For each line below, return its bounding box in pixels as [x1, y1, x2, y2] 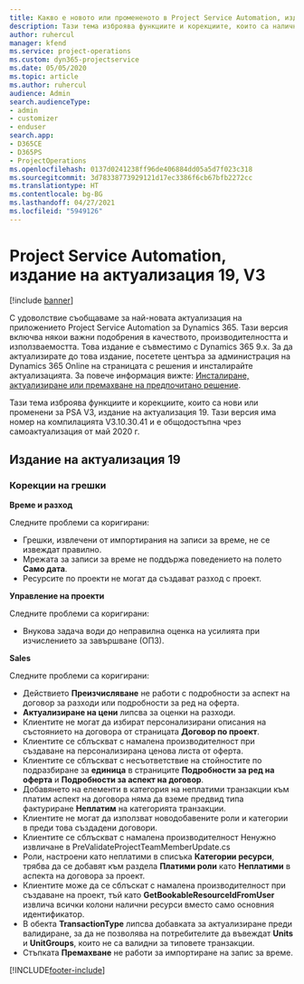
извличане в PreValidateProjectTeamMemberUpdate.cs [22, 842, 231, 853]
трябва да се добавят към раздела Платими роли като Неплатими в [22, 861, 291, 872]
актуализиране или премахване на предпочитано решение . [9, 379, 242, 390]
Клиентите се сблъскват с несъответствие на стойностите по [22, 755, 262, 766]
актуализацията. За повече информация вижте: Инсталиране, [9, 370, 250, 381]
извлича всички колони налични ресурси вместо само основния [22, 899, 274, 910]
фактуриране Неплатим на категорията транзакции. [22, 803, 226, 814]
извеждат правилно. [22, 544, 102, 555]
